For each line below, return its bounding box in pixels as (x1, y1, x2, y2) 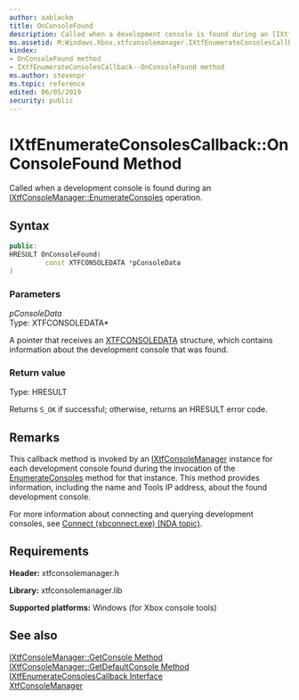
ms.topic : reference (9, 79, 86, 88)
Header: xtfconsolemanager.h (9, 567, 120, 578)
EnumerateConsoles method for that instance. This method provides (9, 473, 260, 483)
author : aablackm (9, 12, 74, 22)
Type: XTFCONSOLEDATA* (9, 317, 109, 328)
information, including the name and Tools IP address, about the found (9, 482, 268, 493)
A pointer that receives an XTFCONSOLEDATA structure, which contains (9, 334, 273, 345)
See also (9, 628, 58, 643)
